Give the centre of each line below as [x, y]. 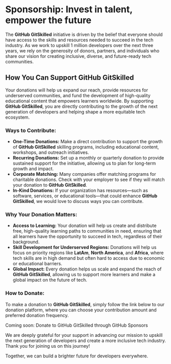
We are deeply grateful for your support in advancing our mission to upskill [84, 335]
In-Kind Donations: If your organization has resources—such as [80, 191]
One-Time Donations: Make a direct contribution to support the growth [88, 142]
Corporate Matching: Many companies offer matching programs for [84, 174]
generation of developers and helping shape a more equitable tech [75, 111]
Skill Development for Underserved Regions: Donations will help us [84, 247]
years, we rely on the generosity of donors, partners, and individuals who [82, 51]
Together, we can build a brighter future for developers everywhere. [77, 356]
